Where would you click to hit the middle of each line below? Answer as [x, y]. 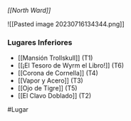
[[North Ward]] [29, 10]
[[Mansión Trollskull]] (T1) [55, 58]
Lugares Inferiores [40, 42]
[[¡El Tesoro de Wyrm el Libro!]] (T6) [71, 65]
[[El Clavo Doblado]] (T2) [54, 96]
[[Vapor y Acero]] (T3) [50, 80]
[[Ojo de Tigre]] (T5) [47, 88]
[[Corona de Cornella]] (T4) [58, 73]
